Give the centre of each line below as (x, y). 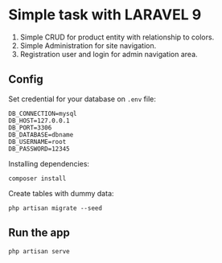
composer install (37, 179)
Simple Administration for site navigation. (88, 45)
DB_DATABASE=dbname (41, 134)
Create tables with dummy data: (61, 193)
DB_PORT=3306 (30, 127)
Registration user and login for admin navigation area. (109, 54)
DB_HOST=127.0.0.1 (39, 121)
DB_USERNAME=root (37, 142)
